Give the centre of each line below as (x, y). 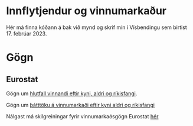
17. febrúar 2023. (27, 33)
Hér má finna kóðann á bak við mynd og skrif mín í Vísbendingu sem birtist (97, 27)
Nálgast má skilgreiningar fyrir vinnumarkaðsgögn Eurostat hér (82, 116)
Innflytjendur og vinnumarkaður (86, 11)
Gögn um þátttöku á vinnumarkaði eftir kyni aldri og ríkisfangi (81, 105)
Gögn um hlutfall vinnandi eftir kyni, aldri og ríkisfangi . (72, 93)
